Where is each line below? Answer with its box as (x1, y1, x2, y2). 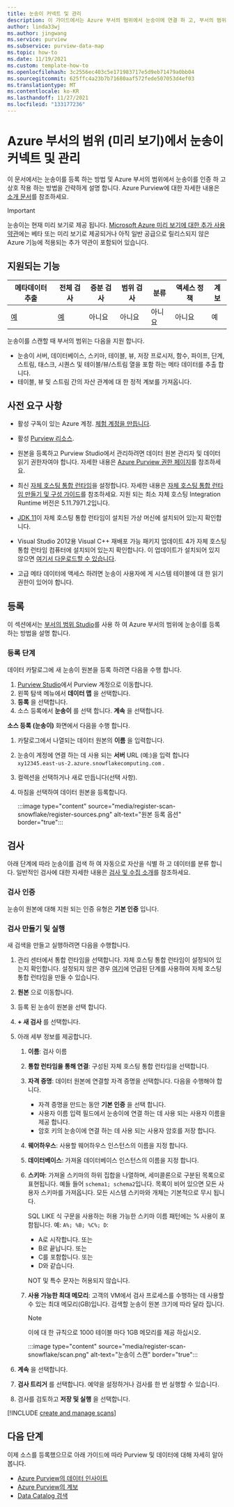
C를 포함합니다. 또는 (38, 1253, 93, 1261)
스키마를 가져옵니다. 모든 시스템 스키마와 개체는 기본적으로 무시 (40, 1188, 212, 1196)
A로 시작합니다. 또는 (38, 1235, 93, 1244)
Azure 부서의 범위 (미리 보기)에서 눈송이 (7, 133, 224, 149)
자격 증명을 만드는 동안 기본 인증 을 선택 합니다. (38, 1100, 166, 1108)
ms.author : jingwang (7, 29, 68, 37)
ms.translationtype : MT (7, 82, 77, 89)
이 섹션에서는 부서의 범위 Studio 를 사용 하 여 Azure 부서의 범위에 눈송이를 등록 (7, 620, 221, 629)
